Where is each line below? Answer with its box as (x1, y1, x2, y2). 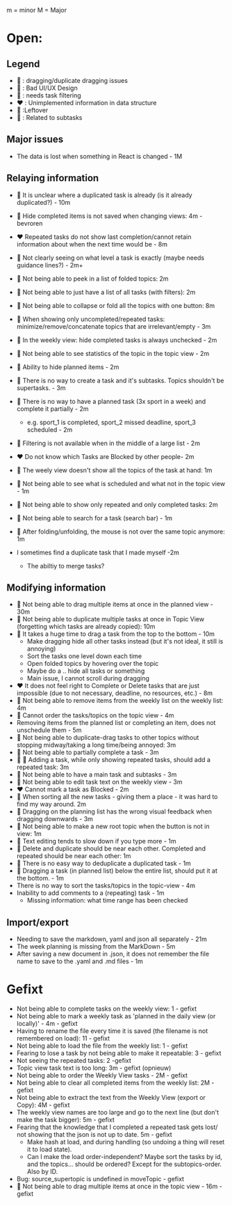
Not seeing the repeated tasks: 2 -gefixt (16, 1057, 131, 1065)
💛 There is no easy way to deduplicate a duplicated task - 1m (16, 860, 192, 868)
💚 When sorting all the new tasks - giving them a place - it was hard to (16, 793, 218, 801)
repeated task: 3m (16, 763, 69, 772)
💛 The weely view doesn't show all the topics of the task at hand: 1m (16, 466, 213, 474)
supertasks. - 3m (16, 383, 66, 392)
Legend (6, 58, 40, 70)
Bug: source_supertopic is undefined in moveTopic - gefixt (16, 1175, 185, 1183)
